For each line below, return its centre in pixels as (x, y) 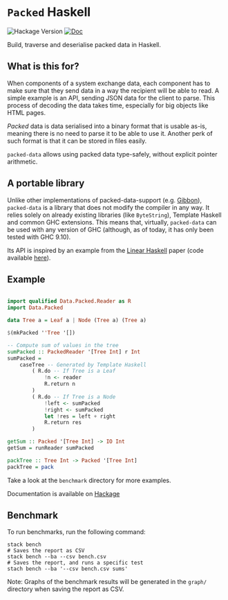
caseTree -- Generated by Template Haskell (83, 364)
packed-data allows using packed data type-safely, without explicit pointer (112, 154)
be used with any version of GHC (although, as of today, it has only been (111, 229)
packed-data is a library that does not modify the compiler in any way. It (108, 207)
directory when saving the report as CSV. (66, 589)
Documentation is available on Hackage (64, 493)
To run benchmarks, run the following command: (77, 532)
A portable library (46, 183)
